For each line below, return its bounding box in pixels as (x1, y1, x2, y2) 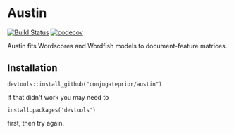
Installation (7, 62, 58, 74)
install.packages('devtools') (7, 107, 97, 114)
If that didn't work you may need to (7, 93, 109, 101)
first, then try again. (7, 119, 65, 127)
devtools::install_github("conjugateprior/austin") (7, 81, 162, 88)
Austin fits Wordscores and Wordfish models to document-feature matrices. (7, 41, 228, 50)
